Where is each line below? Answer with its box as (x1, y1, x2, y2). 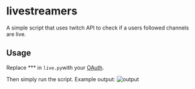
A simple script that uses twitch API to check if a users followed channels (6, 24, 190, 31)
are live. (6, 30, 26, 37)
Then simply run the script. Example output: (6, 75, 116, 82)
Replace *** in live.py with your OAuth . (6, 64, 104, 71)
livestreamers (6, 4, 78, 18)
